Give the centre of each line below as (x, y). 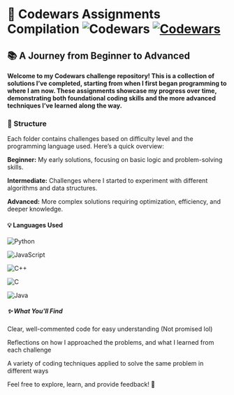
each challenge (29, 350)
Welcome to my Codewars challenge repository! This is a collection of (111, 76)
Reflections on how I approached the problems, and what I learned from (111, 343)
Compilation (43, 29)
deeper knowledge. (35, 209)
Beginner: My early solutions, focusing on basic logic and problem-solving (115, 160)
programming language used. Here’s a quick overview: (86, 147)
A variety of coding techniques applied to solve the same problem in (105, 364)
